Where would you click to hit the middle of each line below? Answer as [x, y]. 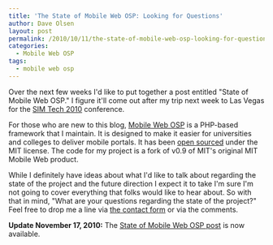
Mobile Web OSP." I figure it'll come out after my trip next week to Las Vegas [136, 100]
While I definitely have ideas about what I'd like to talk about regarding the [132, 174]
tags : [17, 62]
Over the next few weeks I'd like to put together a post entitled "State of [129, 92]
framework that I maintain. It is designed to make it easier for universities [130, 133]
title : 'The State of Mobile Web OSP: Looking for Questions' [116, 16]
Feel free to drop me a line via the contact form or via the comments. [123, 209]
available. [24, 234]
